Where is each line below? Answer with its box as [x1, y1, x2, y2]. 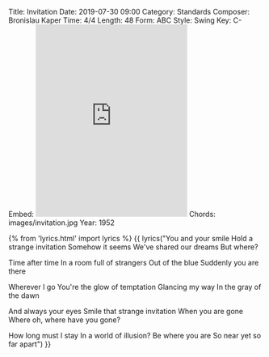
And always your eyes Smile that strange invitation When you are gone [8, 307, 244, 316]
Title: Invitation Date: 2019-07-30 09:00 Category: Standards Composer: [8, 7, 250, 16]
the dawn [8, 291, 40, 300]
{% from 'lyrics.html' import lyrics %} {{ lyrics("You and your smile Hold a [8, 234, 253, 243]
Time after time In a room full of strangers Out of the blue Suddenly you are [8, 258, 259, 267]
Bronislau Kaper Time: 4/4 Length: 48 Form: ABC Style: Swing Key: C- [8, 15, 242, 25]
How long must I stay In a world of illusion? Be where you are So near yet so [8, 331, 261, 340]
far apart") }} [8, 339, 52, 349]
